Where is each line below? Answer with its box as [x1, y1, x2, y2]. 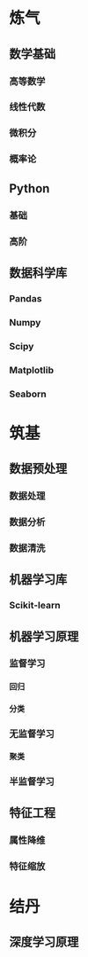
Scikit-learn [9, 600, 61, 612]
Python [9, 181, 50, 196]
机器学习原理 [9, 629, 79, 644]
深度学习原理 [9, 934, 79, 949]
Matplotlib [9, 364, 55, 376]
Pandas [9, 292, 42, 304]
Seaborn [9, 388, 47, 400]
